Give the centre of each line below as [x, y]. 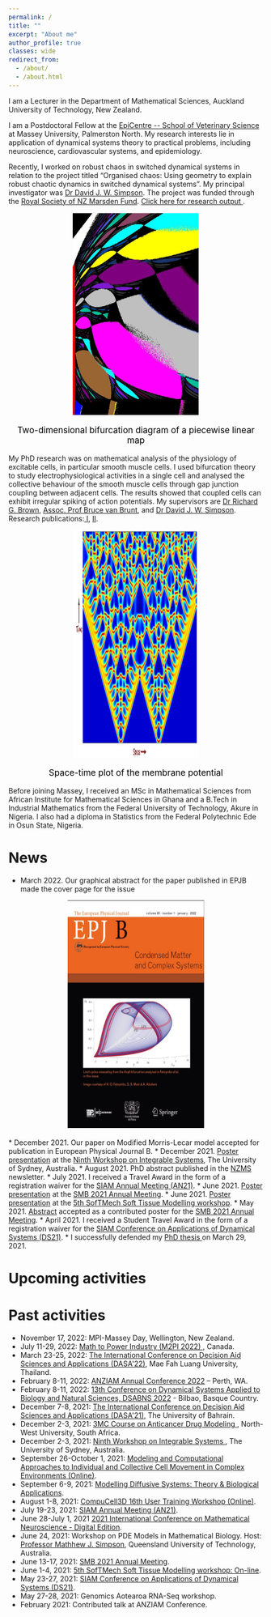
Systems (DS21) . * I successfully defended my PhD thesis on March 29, [127, 1237]
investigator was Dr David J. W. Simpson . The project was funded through [131, 192]
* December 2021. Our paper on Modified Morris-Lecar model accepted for [134, 1143]
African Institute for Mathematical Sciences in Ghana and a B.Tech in [123, 799]
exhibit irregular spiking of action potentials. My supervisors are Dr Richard [133, 501]
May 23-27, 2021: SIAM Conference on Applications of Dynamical [129, 1578]
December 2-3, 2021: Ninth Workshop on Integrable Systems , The [131, 1440]
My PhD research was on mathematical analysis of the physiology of [123, 458]
